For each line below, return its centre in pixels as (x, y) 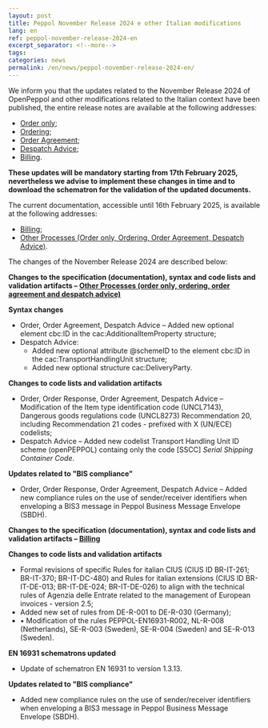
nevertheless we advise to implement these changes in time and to (122, 181)
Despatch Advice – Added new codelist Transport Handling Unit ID (130, 441)
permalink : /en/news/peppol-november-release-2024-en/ (102, 68)
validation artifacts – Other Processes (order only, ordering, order (119, 286)
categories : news (37, 61)
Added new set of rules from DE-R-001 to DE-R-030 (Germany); (126, 612)
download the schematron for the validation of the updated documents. (130, 190)
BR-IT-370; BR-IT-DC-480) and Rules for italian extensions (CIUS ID (132, 578)
